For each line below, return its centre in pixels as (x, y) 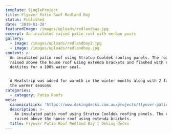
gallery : (15, 39)
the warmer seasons (31, 86)
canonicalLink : (26, 105)
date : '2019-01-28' (26, 24)
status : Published (25, 19)
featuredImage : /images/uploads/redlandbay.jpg (57, 29)
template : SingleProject (32, 10)
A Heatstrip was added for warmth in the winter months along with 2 (85, 81)
